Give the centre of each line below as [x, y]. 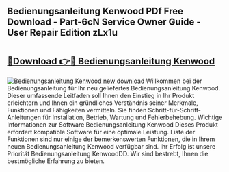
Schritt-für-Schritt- [175, 110]
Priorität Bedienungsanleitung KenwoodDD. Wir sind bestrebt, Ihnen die [108, 154]
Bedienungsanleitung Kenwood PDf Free [95, 11]
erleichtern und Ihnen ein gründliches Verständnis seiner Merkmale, [103, 103]
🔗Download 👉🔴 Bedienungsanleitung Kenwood [111, 61]
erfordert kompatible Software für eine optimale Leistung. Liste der [101, 132]
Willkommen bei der [174, 81]
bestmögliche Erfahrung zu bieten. [56, 161]
